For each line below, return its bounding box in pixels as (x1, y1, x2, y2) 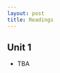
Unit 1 (7, 42, 32, 53)
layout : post (7, 10, 45, 17)
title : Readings (7, 16, 54, 23)
